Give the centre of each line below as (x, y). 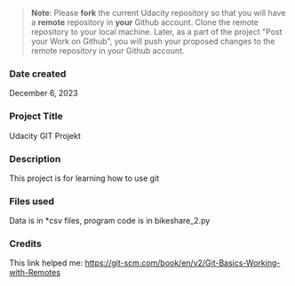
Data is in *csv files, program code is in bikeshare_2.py (110, 221)
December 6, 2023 (44, 94)
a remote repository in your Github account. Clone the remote (145, 22)
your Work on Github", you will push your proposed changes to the (153, 41)
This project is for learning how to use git (84, 178)
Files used (32, 201)
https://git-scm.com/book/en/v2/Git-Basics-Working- (183, 263)
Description (35, 159)
